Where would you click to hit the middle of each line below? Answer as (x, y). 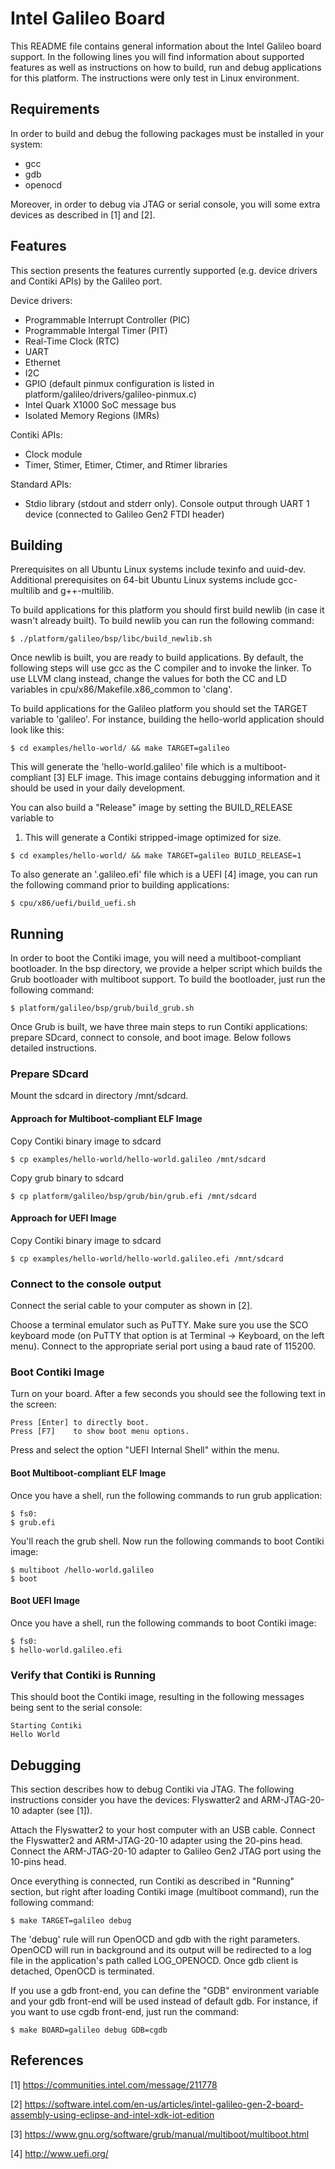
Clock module (53, 454)
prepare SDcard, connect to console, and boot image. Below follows (151, 1038)
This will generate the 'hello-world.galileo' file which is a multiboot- (148, 767)
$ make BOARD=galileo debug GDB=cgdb (89, 2030)
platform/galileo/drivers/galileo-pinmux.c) (110, 394)
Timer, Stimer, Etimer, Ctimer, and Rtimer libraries (126, 464)
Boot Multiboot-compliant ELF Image (88, 1473)
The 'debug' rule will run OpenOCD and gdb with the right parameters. (155, 1939)
